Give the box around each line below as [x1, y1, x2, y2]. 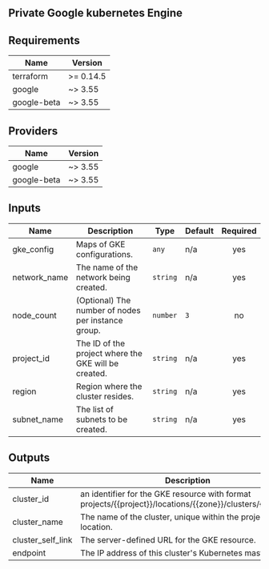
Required [221, 225, 257, 236]
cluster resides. [75, 391, 134, 402]
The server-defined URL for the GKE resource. [79, 534, 256, 545]
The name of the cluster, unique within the [79, 511, 239, 523]
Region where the [75, 380, 143, 391]
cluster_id [12, 493, 50, 504]
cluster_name [12, 516, 63, 527]
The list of [75, 403, 114, 415]
